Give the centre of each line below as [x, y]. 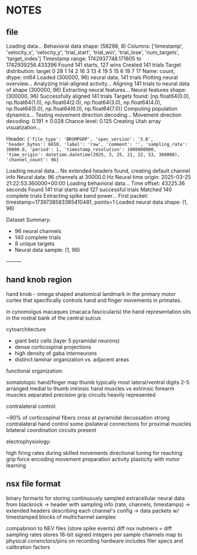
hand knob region [39, 280]
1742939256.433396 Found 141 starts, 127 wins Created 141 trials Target [94, 65]
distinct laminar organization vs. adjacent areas [72, 359]
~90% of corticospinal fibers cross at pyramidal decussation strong [88, 417]
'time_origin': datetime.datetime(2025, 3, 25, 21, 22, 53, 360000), [93, 155]
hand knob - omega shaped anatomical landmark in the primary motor [91, 294]
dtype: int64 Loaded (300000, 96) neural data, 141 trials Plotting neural [92, 77]
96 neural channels [38, 231]
